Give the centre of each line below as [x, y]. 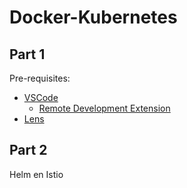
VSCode [41, 97]
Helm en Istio [36, 174]
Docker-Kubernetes [93, 17]
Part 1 [27, 54]
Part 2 [28, 150]
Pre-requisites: [40, 78]
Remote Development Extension [104, 108]
